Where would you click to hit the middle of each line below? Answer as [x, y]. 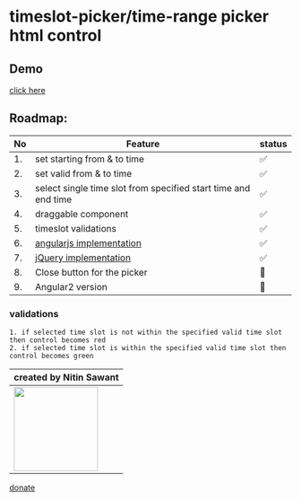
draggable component [82, 214]
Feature [143, 144]
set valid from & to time [84, 173]
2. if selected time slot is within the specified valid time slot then [148, 348]
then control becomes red [57, 340]
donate [22, 488]
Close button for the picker [91, 272]
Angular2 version [71, 286]
